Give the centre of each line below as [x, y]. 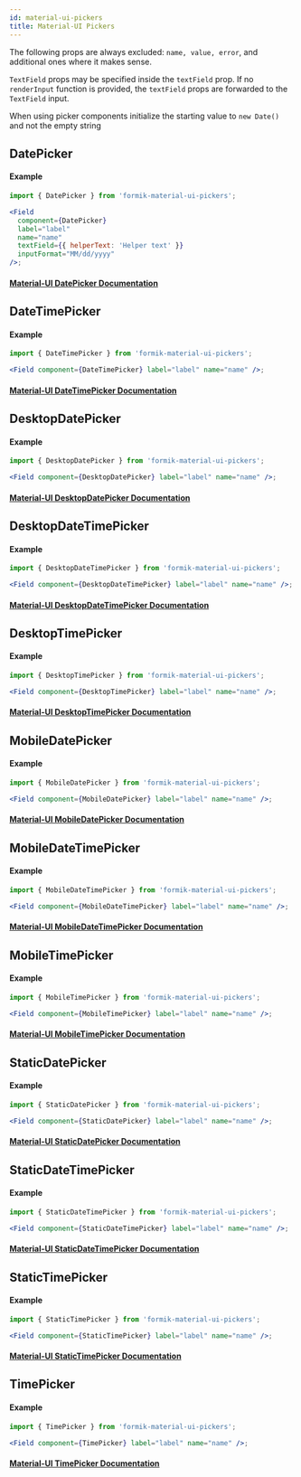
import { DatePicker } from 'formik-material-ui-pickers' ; [123, 196]
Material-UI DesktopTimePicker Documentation [100, 712]
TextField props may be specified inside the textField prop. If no [132, 79]
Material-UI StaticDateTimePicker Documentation [104, 1249]
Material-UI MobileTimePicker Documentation [97, 1034]
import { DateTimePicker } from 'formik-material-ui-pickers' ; [131, 353]
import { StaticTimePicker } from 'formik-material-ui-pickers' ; [135, 1319]
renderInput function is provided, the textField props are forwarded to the [149, 89]
